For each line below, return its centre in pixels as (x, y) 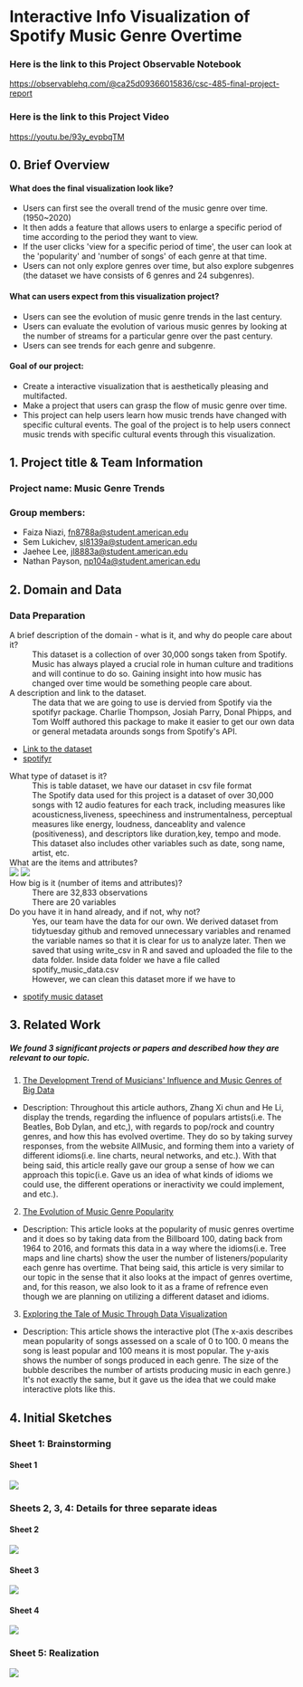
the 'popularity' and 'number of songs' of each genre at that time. (145, 256)
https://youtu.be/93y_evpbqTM (67, 137)
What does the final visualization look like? (91, 188)
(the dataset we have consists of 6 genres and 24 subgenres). (138, 276)
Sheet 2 (24, 1530)
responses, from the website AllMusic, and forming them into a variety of (158, 1146)
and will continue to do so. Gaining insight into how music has (147, 674)
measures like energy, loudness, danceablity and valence (139, 824)
